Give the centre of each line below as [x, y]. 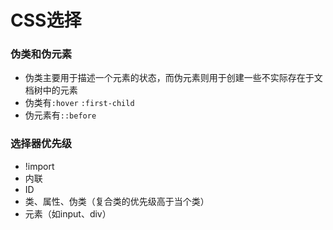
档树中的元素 [51, 90]
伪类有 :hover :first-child [79, 103]
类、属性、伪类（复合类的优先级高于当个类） [117, 201]
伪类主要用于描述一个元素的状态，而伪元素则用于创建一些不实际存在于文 [173, 78]
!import [39, 166]
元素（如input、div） [68, 213]
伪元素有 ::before [60, 115]
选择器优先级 [41, 144]
